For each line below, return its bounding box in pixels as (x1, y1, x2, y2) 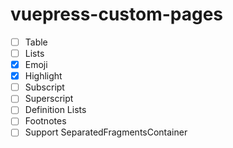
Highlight (24, 70, 63, 82)
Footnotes (24, 115, 67, 127)
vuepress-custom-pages (10, 3, 224, 26)
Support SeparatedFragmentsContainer (24, 126, 188, 138)
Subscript (24, 81, 65, 93)
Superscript (24, 93, 74, 105)
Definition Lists (24, 104, 87, 116)
